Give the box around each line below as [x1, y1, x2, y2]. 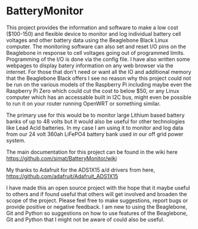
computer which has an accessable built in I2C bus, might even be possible [6, 94, 192, 101]
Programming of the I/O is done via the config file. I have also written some [6, 55, 190, 63]
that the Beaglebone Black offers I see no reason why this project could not [6, 75, 191, 82]
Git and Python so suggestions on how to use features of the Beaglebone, [6, 209, 188, 216]
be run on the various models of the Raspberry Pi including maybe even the [6, 81, 192, 88]
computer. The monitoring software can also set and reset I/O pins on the [6, 43, 187, 50]
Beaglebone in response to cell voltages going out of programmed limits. [6, 49, 185, 56]
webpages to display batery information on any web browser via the [6, 61, 174, 69]
